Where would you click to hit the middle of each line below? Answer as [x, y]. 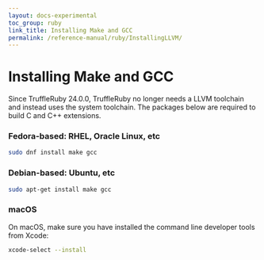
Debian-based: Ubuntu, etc [62, 173]
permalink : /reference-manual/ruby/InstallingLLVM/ [95, 38]
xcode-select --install [48, 250]
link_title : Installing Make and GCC [71, 30]
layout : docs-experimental [53, 15]
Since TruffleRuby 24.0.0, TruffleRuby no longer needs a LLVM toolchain [126, 99]
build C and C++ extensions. [55, 116]
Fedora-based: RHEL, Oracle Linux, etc [84, 136]
